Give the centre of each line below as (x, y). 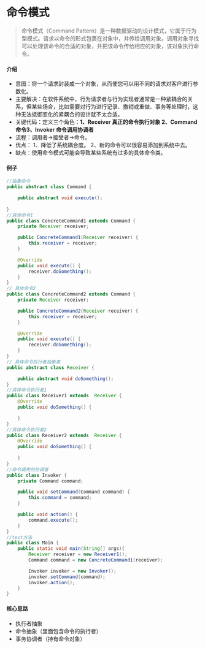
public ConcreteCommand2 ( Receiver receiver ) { (78, 311)
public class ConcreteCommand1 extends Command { (71, 221)
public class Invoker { (37, 475)
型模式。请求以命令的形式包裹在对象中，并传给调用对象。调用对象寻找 (110, 38)
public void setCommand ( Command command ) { (74, 492)
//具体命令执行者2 (27, 430)
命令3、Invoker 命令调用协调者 (54, 130)
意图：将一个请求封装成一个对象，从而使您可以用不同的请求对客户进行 (104, 84)
